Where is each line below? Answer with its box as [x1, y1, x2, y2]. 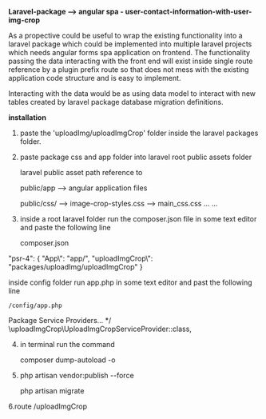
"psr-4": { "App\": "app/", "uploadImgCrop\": [8, 253, 153, 263]
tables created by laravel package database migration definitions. [8, 98, 224, 106]
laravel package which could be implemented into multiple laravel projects [8, 39, 252, 49]
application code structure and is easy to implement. [8, 74, 181, 82]
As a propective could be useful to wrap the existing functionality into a [8, 31, 243, 40]
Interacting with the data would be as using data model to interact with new [8, 89, 256, 98]
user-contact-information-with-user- [125, 7, 252, 16]
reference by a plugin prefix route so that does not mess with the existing [8, 65, 249, 74]
